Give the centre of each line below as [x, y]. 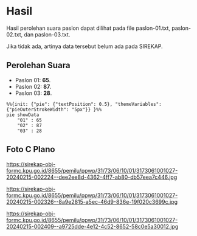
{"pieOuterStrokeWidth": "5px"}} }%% [54, 109]
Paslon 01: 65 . [33, 80]
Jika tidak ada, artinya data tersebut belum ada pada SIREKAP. [85, 46]
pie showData [23, 115]
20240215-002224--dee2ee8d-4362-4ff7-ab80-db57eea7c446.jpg [92, 177]
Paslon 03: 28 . [33, 93]
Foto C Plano [31, 149]
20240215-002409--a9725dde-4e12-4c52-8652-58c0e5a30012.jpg [92, 226]
